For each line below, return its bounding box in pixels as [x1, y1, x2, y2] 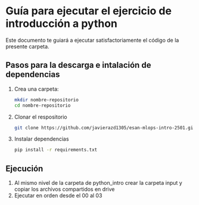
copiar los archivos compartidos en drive [14, 186, 115, 193]
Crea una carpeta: [14, 85, 59, 92]
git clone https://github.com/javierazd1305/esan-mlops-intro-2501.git [14, 125, 196, 131]
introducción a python [5, 17, 117, 30]
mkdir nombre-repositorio [14, 97, 79, 102]
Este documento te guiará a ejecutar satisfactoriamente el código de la [5, 36, 179, 44]
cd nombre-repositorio [14, 102, 71, 108]
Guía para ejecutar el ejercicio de [5, 4, 172, 18]
